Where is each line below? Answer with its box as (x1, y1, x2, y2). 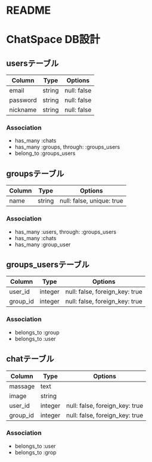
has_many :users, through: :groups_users (14, 228, 117, 235)
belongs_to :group (14, 328, 60, 336)
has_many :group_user (14, 241, 71, 248)
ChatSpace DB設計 (6, 33, 100, 46)
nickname (9, 106, 37, 114)
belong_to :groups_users (14, 150, 76, 157)
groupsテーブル (6, 168, 64, 179)
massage (9, 382, 35, 390)
